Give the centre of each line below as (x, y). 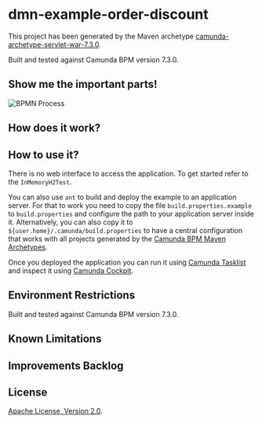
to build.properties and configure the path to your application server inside (131, 213)
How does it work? (55, 128)
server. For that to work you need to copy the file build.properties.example (130, 205)
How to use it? (44, 155)
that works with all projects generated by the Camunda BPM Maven (117, 239)
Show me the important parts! (83, 84)
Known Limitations (55, 339)
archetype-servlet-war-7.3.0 (54, 44)
